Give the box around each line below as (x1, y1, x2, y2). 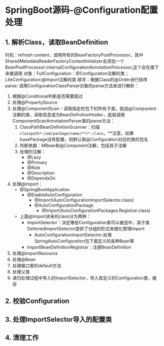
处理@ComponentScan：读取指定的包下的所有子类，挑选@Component (12, 105, 157, 111)
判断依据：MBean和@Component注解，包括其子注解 (19, 142, 127, 148)
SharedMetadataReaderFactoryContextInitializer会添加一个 (5, 58, 125, 64)
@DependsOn (27, 175, 56, 181)
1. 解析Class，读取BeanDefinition (5, 38, 108, 46)
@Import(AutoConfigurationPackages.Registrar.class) (41, 208, 151, 213)
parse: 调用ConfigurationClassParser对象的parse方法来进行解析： (5, 83, 139, 89)
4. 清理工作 (5, 334, 39, 342)
